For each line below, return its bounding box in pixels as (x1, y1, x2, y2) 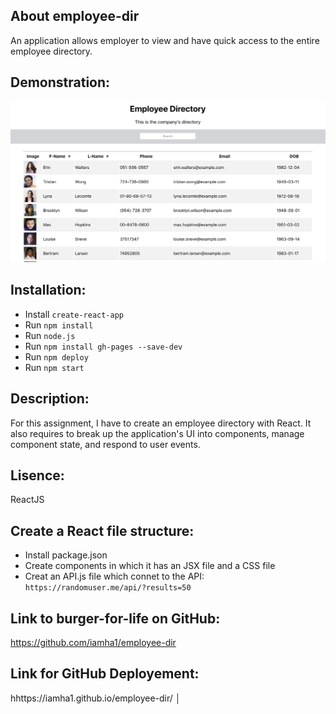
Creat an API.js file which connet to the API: (24, 570, 205, 583)
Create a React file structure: (10, 522, 195, 539)
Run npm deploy (24, 350, 89, 363)
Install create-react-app (24, 308, 124, 320)
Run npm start (24, 361, 85, 373)
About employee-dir (10, 8, 140, 25)
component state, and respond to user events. (10, 438, 201, 450)
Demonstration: (10, 74, 111, 91)
